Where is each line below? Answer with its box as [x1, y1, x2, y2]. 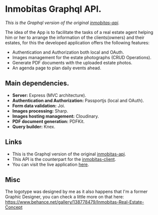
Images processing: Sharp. [12, 108, 69, 114]
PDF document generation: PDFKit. [12, 118, 85, 124]
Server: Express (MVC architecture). [12, 92, 86, 98]
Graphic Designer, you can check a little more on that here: [5, 194, 124, 200]
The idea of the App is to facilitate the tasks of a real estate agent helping [5, 29, 154, 35]
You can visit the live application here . [12, 161, 89, 167]
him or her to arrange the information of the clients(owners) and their [5, 34, 145, 40]
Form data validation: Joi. [12, 102, 65, 109]
